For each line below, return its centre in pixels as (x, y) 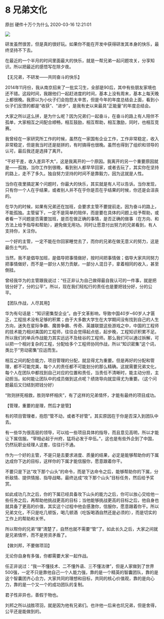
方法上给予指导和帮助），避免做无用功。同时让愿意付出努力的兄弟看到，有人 (81, 225)
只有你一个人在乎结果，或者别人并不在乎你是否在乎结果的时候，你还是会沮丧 (82, 190)
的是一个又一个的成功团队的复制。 (52, 584)
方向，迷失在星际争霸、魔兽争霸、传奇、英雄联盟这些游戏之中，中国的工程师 (82, 325)
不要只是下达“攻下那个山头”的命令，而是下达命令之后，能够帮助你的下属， (80, 471)
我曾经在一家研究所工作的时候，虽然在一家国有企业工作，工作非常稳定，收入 (82, 139)
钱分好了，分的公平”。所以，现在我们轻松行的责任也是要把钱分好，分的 (77, 286)
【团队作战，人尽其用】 (29, 303)
